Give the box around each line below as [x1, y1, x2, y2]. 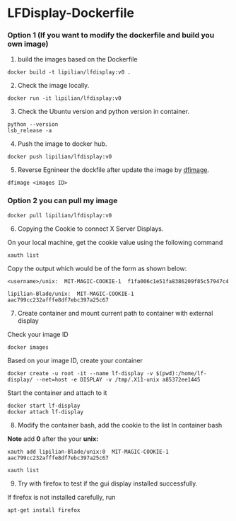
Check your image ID [7, 330, 69, 338]
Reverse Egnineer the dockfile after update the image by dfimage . [17, 166, 210, 174]
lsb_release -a [7, 127, 52, 134]
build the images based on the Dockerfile [17, 55, 138, 64]
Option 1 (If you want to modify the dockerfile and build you [7, 30, 215, 40]
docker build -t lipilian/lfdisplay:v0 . [7, 69, 131, 76]
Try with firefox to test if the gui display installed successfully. [17, 479, 198, 488]
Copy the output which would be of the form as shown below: [7, 264, 187, 273]
